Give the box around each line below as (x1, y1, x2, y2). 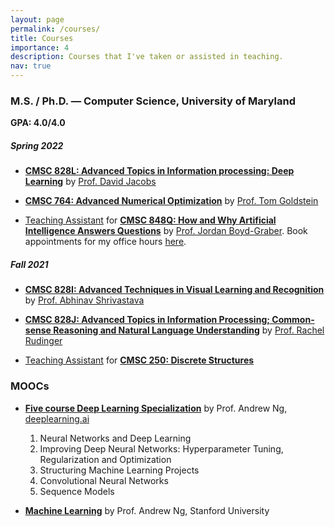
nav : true (10, 61, 52, 71)
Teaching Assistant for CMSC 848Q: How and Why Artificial (24, 214, 277, 226)
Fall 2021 (10, 258, 49, 270)
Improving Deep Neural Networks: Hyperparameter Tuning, (39, 442, 284, 455)
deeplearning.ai (24, 412, 90, 425)
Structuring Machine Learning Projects (39, 464, 200, 476)
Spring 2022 (10, 139, 64, 151)
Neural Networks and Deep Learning (39, 432, 192, 444)
